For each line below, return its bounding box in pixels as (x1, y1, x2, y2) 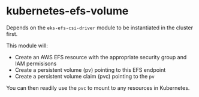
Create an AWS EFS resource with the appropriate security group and (14, 53, 187, 60)
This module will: (6, 42, 48, 49)
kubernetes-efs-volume (6, 4, 129, 18)
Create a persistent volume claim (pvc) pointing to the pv (14, 72, 155, 80)
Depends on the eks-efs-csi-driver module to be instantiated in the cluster (6, 24, 194, 31)
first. (6, 30, 18, 37)
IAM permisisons (14, 60, 57, 67)
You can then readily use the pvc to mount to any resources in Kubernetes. (6, 84, 190, 91)
